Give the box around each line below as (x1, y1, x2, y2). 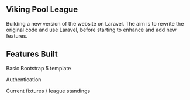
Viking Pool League (6, 5, 78, 15)
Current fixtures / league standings (6, 87, 91, 94)
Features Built (6, 49, 58, 59)
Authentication (6, 76, 42, 83)
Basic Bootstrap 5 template (6, 65, 71, 72)
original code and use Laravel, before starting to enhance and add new (6, 26, 177, 33)
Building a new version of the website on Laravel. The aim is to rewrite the (6, 20, 184, 27)
